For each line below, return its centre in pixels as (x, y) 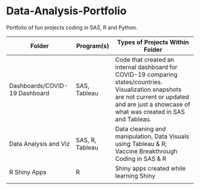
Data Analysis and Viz (40, 144)
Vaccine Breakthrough (146, 151)
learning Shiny (135, 176)
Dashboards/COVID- (39, 86)
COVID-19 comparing (146, 74)
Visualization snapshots (148, 89)
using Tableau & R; (141, 144)
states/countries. (139, 82)
